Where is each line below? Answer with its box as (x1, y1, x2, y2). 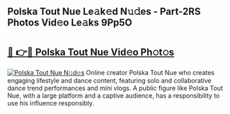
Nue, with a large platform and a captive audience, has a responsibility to (7, 91, 220, 100)
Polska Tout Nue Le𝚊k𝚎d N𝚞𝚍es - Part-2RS (7, 6, 201, 18)
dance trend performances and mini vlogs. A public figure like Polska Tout (7, 84, 223, 92)
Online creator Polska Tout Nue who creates (86, 69, 214, 76)
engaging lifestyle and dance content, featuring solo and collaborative (7, 76, 212, 84)
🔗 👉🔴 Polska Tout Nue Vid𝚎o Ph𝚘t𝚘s (7, 46, 175, 58)
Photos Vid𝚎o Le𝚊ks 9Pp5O (7, 17, 132, 29)
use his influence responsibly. (7, 99, 94, 107)
